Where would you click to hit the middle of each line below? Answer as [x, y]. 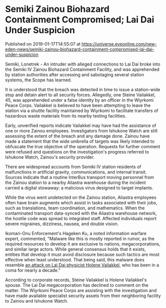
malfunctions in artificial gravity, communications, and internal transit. [76, 172]
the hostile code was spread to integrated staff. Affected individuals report [81, 218]
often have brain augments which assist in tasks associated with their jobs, [81, 202]
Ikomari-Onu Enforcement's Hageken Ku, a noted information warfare [76, 233]
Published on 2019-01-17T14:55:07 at [43, 44]
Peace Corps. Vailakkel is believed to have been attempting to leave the [78, 105]
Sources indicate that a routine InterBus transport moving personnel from [80, 177]
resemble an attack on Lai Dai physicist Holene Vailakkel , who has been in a [82, 265]
